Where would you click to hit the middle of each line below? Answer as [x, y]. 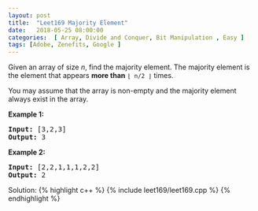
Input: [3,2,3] [37, 130]
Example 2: [27, 152]
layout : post [29, 15]
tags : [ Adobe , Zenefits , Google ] [65, 45]
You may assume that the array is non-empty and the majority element [123, 91]
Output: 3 [27, 137]
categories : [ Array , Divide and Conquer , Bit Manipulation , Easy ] [126, 37]
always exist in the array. [48, 99]
